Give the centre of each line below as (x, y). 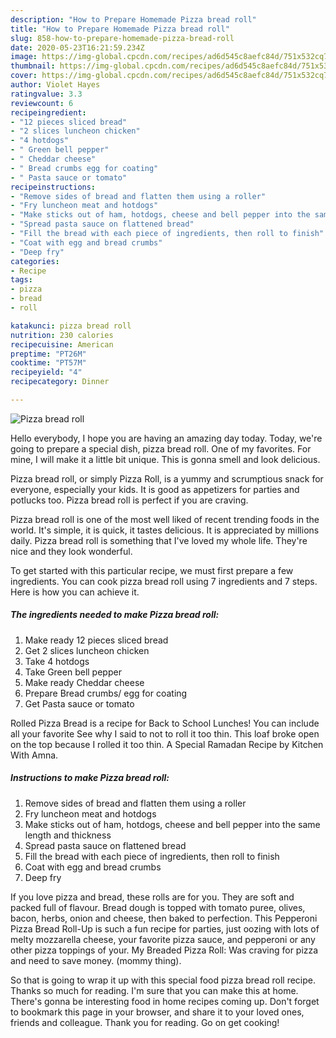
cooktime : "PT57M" (48, 363)
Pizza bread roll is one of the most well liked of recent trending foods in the (165, 519)
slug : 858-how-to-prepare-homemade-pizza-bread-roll (122, 38)
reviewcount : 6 (42, 103)
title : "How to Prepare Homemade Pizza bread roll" (120, 29)
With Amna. (34, 755)
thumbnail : (33, 66)
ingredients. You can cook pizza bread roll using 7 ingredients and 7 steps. (164, 581)
